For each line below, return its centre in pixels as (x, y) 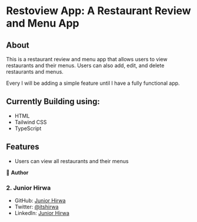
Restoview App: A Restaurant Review (98, 11)
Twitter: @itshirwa (36, 207)
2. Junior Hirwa (29, 188)
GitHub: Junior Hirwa (40, 200)
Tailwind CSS (31, 122)
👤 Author (17, 173)
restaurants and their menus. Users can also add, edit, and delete (85, 65)
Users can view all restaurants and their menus (71, 161)
